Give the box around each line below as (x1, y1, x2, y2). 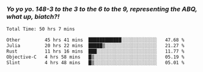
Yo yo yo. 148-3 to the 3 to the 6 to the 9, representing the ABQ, (6, 5, 197, 13)
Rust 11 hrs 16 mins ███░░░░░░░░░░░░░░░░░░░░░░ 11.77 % (6, 48, 185, 54)
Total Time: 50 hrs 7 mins (6, 26, 75, 32)
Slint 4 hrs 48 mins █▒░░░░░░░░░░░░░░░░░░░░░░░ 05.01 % (6, 59, 185, 65)
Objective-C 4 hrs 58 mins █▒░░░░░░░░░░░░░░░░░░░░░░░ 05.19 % (6, 54, 185, 60)
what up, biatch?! (6, 12, 60, 21)
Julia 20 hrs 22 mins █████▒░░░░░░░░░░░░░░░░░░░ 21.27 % (6, 43, 185, 49)
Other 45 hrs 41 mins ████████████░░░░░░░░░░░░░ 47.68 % (6, 37, 185, 44)
